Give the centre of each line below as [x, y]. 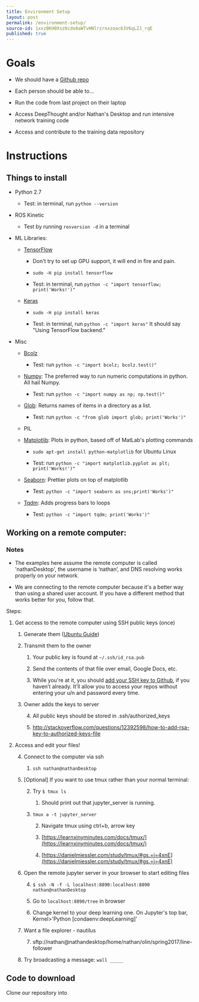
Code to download [41, 979]
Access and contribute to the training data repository [79, 132]
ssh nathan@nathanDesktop [64, 769]
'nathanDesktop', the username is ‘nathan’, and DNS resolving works [98, 569]
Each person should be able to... [54, 91]
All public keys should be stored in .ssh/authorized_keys [101, 716]
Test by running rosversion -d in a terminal [76, 227]
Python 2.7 [28, 192]
